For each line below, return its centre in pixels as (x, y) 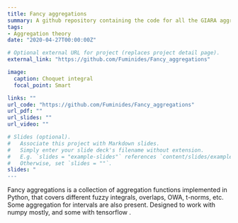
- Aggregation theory (39, 34)
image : (17, 72)
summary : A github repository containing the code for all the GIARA (112, 20)
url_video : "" (28, 124)
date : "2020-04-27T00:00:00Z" (52, 40)
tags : (15, 27)
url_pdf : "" (25, 111)
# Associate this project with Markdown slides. (84, 143)
